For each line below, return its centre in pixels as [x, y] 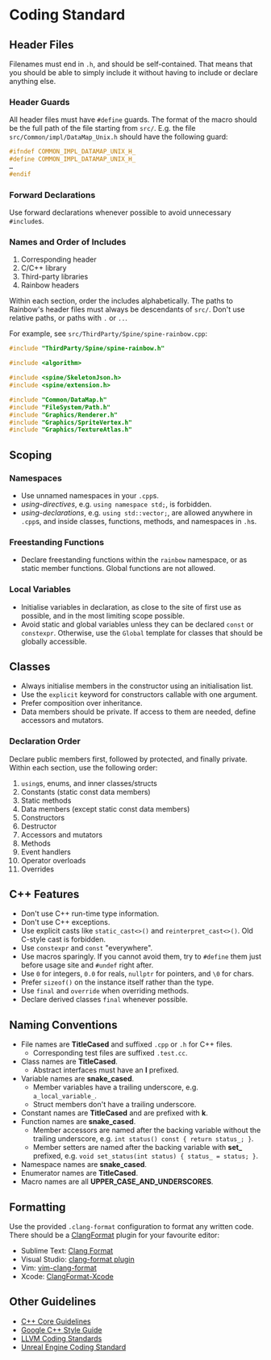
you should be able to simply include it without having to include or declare [134, 73]
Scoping [31, 455]
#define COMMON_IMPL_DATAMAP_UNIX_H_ [73, 159]
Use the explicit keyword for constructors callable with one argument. [139, 695]
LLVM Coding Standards [61, 1338]
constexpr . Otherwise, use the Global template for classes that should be [142, 632]
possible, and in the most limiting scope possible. [102, 615]
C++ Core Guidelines [56, 1321]
